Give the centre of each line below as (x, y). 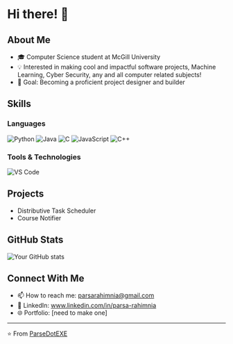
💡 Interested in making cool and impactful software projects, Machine (116, 67)
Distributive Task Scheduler (57, 211)
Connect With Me (46, 278)
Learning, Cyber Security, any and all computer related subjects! (109, 75)
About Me (29, 40)
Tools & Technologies (44, 157)
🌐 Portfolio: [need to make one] (62, 313)
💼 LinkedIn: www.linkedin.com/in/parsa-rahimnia (87, 306)
